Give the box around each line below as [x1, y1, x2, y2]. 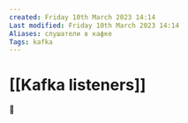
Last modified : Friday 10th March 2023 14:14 [9, 21, 179, 30]
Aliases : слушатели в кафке [9, 29, 113, 38]
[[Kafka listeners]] [9, 76, 147, 95]
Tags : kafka [9, 37, 53, 47]
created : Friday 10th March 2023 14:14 [9, 12, 156, 22]
